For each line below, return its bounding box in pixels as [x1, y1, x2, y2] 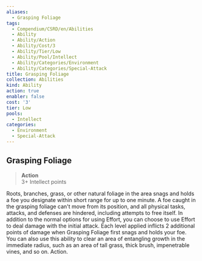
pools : [6, 110, 23, 117]
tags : [6, 20, 20, 26]
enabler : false [6, 93, 45, 100]
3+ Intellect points [21, 178, 67, 185]
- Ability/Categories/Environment [12, 59, 99, 66]
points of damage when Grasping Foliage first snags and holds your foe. [6, 228, 187, 236]
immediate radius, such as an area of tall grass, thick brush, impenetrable [6, 241, 190, 249]
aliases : [6, 8, 29, 15]
